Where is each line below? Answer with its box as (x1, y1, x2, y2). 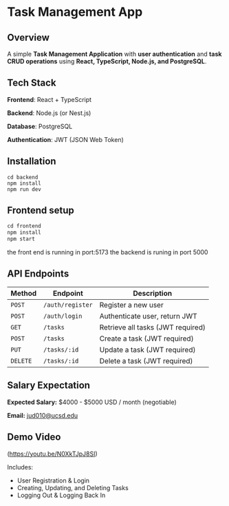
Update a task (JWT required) (99, 345, 196, 354)
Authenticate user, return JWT (99, 311, 197, 321)
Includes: (7, 463, 33, 471)
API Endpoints (7, 268, 69, 280)
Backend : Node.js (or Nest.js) (7, 108, 91, 117)
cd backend (7, 174, 39, 181)
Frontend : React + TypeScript (7, 95, 91, 103)
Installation (7, 156, 56, 168)
